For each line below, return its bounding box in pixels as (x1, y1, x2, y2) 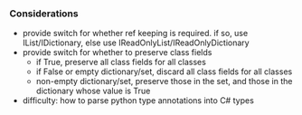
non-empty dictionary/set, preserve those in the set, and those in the (35, 76, 293, 87)
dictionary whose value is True (35, 85, 151, 97)
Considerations (9, 7, 79, 20)
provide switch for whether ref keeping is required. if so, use (22, 28, 249, 39)
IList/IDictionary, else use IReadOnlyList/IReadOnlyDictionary (22, 37, 250, 48)
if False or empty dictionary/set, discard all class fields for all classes (35, 66, 293, 77)
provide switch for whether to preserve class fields (22, 47, 212, 58)
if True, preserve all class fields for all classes (35, 57, 206, 68)
